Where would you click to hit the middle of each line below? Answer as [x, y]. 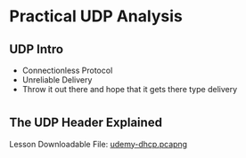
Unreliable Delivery [57, 80]
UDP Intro [37, 49]
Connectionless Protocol [67, 70]
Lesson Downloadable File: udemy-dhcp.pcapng [98, 144]
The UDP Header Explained [86, 123]
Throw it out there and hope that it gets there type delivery [130, 89]
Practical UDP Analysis [96, 16]
